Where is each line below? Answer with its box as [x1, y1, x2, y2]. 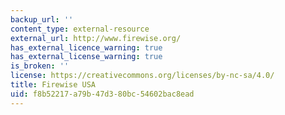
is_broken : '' [10, 61, 70, 71]
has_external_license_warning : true [10, 52, 163, 62]
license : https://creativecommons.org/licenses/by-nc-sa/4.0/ [10, 71, 275, 81]
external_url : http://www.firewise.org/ [10, 33, 182, 43]
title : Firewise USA [10, 80, 97, 90]
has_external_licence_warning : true [10, 42, 163, 53]
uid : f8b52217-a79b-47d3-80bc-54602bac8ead [10, 89, 195, 99]
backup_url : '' [10, 14, 74, 25]
